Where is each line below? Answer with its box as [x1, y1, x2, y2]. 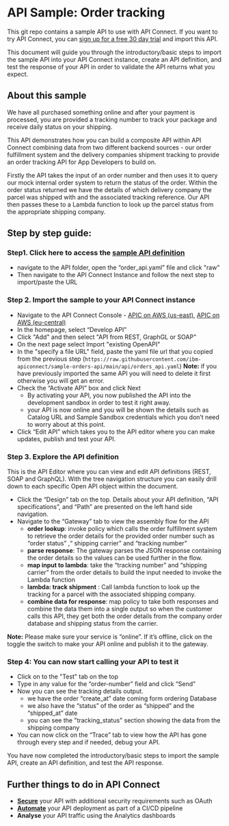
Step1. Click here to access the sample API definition [7, 248, 185, 258]
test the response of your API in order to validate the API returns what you [7, 62, 215, 71]
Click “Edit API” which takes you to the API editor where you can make [16, 427, 215, 436]
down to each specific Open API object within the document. [7, 482, 178, 491]
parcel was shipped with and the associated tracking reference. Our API [7, 193, 210, 201]
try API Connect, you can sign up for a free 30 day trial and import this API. [7, 34, 218, 43]
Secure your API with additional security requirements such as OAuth [16, 797, 213, 805]
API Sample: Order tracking [7, 5, 165, 21]
